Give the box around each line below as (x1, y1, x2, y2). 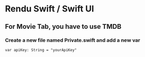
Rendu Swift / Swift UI (5, 3, 95, 14)
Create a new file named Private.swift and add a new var (5, 37, 141, 44)
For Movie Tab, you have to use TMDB (5, 23, 122, 31)
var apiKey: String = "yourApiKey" (5, 47, 77, 52)
